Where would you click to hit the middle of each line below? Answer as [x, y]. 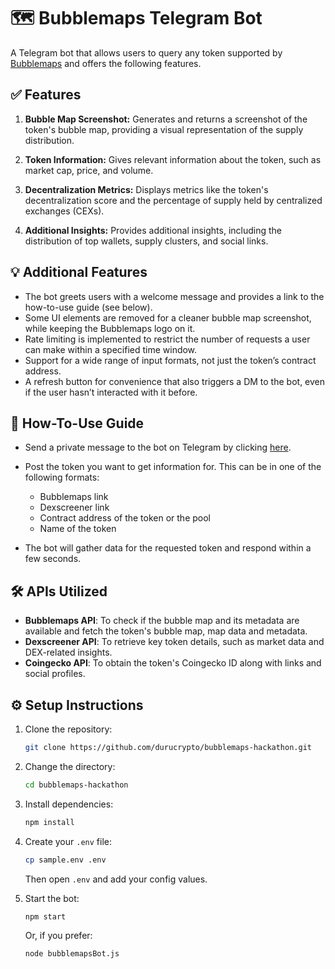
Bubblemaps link [74, 497]
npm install [49, 822]
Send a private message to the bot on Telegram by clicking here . [158, 447]
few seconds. [53, 559]
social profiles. [55, 674]
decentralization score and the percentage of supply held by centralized [173, 200]
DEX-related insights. [68, 652]
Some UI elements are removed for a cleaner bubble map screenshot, [168, 317]
